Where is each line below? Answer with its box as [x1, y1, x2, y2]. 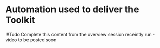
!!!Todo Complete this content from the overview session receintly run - [5, 31, 155, 37]
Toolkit [5, 14, 35, 26]
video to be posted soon [5, 37, 57, 43]
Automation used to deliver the [5, 4, 139, 15]
